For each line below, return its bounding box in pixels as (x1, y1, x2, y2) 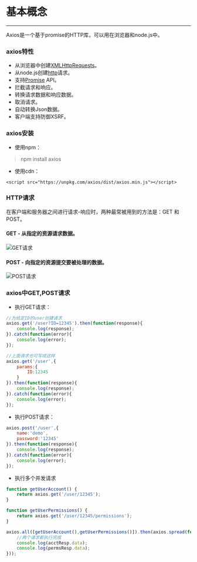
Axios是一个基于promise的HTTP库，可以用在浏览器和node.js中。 (6, 31, 163, 38)
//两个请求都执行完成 (16, 534, 62, 540)
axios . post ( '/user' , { (6, 425, 59, 431)
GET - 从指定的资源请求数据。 (6, 230, 78, 237)
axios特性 (6, 47, 34, 56)
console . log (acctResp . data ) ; (16, 540, 88, 546)
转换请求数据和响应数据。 (14, 91, 77, 98)
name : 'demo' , (16, 430, 49, 437)
